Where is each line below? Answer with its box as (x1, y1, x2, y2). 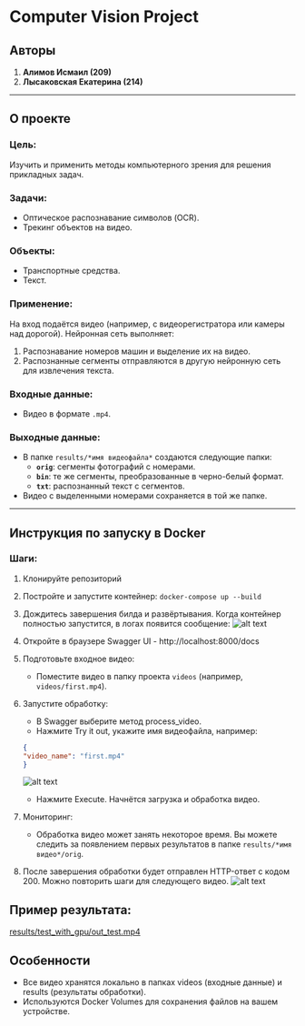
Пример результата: (9, 902, 132, 918)
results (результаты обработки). (22, 987, 147, 998)
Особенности (9, 952, 91, 968)
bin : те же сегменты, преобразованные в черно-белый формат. (35, 471, 284, 482)
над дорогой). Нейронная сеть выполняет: (9, 327, 175, 338)
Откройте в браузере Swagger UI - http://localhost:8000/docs (22, 635, 261, 647)
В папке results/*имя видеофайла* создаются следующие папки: (22, 452, 272, 463)
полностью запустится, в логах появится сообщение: (22, 618, 231, 629)
